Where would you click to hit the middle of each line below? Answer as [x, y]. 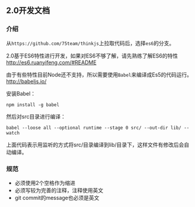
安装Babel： [21, 93]
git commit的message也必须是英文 [57, 198]
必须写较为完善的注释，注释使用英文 [59, 190]
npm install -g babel [33, 105]
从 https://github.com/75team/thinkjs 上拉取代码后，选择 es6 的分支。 [90, 43]
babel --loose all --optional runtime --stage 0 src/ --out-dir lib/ [94, 128]
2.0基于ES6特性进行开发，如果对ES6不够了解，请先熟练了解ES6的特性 [92, 56]
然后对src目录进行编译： [36, 116]
